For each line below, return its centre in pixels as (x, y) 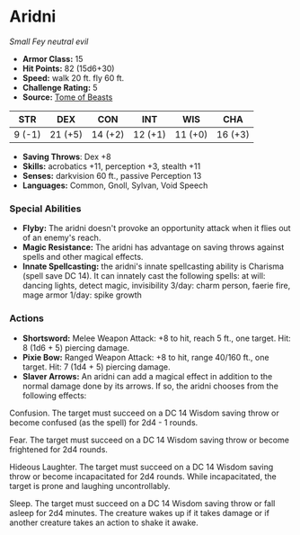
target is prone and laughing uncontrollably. (90, 486)
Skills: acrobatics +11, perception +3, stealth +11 (111, 166)
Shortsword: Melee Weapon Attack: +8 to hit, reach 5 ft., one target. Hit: (157, 338)
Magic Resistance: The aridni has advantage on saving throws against (153, 247)
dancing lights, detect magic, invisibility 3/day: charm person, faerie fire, (156, 286)
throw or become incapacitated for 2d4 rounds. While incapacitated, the (143, 476)
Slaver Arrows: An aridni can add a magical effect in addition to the (147, 376)
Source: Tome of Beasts (67, 97)
